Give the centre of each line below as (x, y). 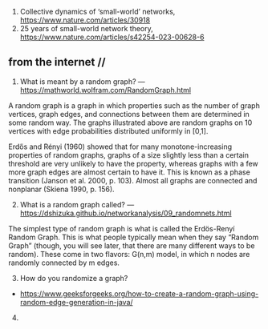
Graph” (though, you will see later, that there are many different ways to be (132, 245)
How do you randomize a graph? (74, 278)
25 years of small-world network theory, (87, 28)
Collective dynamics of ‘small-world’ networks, (97, 12)
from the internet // (57, 62)
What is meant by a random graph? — (83, 81)
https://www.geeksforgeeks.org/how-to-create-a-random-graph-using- (139, 293)
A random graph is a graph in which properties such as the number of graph (134, 105)
